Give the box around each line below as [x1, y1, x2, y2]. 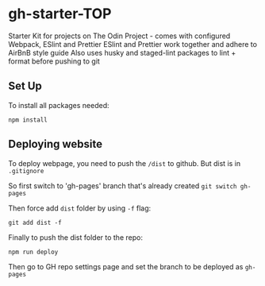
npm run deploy [8, 248, 59, 256]
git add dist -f [8, 218, 62, 226]
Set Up [8, 79, 42, 93]
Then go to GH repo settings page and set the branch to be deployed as [8, 261, 244, 271]
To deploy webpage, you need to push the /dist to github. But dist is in [8, 158, 241, 168]
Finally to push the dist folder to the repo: [8, 232, 143, 242]
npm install [8, 116, 48, 124]
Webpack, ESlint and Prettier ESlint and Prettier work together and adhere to [8, 39, 258, 48]
